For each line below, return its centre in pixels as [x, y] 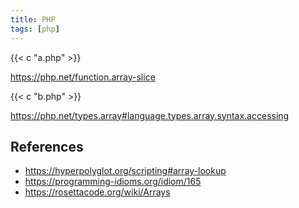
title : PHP [33, 19]
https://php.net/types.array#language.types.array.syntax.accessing [150, 115]
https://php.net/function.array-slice [83, 77]
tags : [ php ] [35, 29]
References [47, 146]
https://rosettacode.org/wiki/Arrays [97, 192]
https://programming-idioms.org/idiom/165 [113, 182]
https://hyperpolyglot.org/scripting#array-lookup [125, 171]
